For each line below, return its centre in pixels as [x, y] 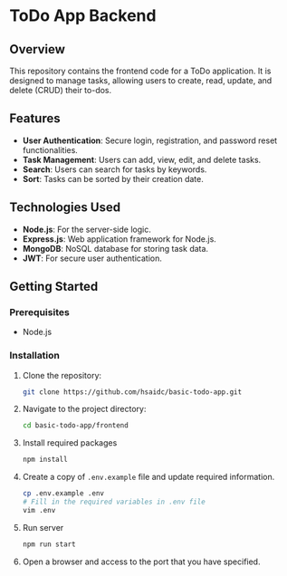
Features [35, 119]
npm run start [49, 544]
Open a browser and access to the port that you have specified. [141, 562]
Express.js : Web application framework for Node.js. [120, 239]
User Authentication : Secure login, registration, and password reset [150, 140]
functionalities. [50, 149]
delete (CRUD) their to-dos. [61, 90]
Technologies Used [65, 208]
